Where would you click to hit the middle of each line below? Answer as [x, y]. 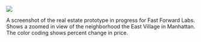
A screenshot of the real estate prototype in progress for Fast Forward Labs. [101, 20]
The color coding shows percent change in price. [67, 33]
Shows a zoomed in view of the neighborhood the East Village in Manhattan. [101, 26]
